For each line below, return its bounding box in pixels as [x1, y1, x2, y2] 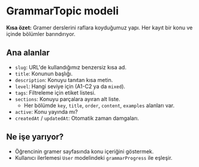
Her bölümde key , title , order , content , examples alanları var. [23, 102, 175, 109]
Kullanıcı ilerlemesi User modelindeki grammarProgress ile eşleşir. [14, 154, 173, 161]
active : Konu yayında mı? [14, 108, 78, 115]
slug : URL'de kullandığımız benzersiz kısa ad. [14, 63, 127, 71]
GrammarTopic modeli [6, 4, 119, 18]
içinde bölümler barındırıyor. [6, 30, 76, 37]
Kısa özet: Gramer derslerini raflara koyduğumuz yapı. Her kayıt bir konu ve [6, 24, 193, 31]
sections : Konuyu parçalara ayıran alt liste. [14, 95, 120, 102]
